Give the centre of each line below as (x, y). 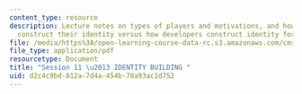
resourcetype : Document (54, 59)
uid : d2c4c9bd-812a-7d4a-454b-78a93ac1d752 (92, 76)
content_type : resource (54, 17)
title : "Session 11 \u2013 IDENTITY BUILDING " (100, 68)
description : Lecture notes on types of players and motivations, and (144, 26)
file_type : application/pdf (62, 51)
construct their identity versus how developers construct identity (148, 34)
